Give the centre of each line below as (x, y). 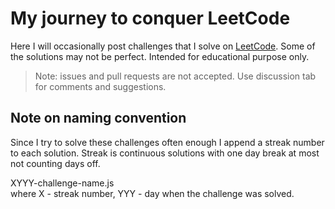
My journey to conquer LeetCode (150, 18)
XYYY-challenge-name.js (62, 183)
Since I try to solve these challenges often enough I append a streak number (167, 142)
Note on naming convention (98, 118)
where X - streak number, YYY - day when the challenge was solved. (152, 193)
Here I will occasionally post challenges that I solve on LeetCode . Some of (163, 46)
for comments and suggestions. (100, 86)
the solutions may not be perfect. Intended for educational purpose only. (160, 56)
